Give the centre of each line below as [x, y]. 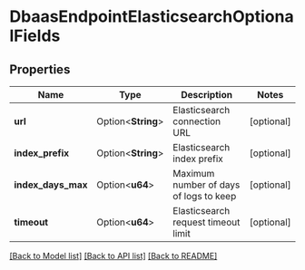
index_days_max [51, 185]
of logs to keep [204, 196]
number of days [206, 185]
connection [197, 121]
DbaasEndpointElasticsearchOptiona [152, 17]
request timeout [206, 222]
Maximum [193, 174]
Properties [40, 69]
